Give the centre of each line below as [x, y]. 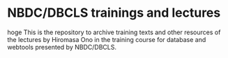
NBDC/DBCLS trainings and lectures [114, 13]
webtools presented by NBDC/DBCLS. [62, 47]
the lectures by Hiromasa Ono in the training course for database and [107, 39]
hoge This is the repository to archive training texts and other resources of [114, 32]
